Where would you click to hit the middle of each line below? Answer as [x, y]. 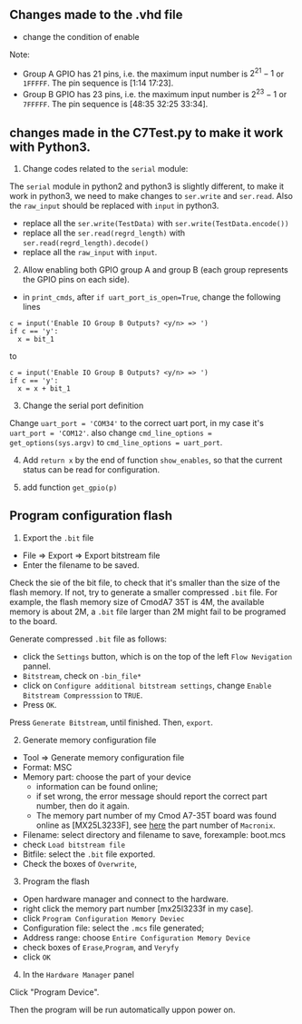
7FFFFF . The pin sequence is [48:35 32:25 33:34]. [115, 104]
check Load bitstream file [73, 844]
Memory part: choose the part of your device [107, 777]
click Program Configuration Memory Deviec [103, 918]
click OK [37, 957]
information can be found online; [97, 786]
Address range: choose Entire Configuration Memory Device [136, 937]
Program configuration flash [91, 516]
